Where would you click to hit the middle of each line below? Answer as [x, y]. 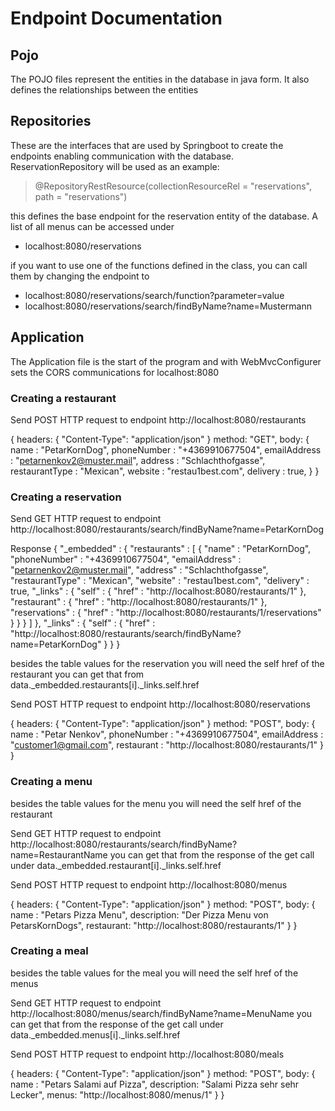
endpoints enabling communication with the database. [122, 156]
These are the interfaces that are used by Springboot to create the [147, 145]
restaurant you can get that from [77, 674]
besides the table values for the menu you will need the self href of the [156, 803]
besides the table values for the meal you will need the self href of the [154, 973]
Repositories [51, 121]
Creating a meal [49, 951]
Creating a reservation [66, 497]
